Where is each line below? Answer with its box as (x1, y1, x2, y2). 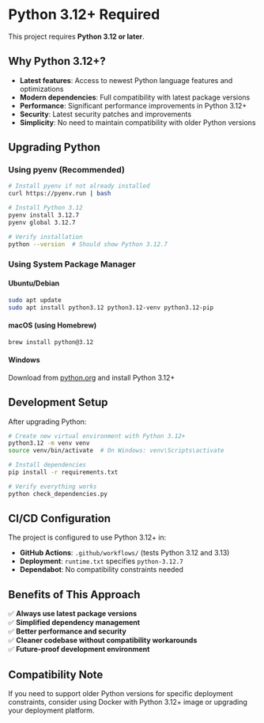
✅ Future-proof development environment (8, 645, 150, 654)
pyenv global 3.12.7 (8, 218, 77, 226)
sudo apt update (8, 296, 62, 304)
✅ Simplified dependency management (8, 618, 141, 627)
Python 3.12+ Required (8, 6, 160, 24)
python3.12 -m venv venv (8, 439, 90, 448)
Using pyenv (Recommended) (8, 165, 125, 176)
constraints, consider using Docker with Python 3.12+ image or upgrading (8, 698, 247, 707)
